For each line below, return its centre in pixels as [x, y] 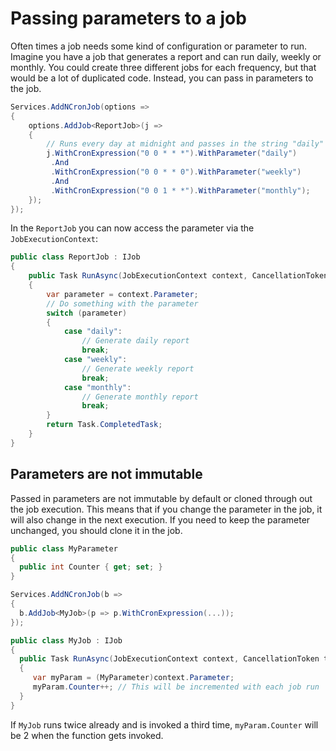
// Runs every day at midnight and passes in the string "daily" [185, 144]
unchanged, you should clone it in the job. [96, 530]
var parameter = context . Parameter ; [122, 294]
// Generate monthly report [140, 397]
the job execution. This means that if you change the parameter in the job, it [166, 509]
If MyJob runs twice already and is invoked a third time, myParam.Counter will [164, 724]
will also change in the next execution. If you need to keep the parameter [160, 519]
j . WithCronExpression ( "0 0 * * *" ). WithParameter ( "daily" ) [172, 153]
